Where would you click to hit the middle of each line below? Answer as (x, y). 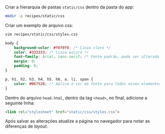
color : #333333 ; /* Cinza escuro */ (52, 52)
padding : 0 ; (26, 66)
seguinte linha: (20, 103)
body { (12, 43)
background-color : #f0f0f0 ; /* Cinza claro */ (62, 48)
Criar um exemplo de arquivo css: (39, 25)
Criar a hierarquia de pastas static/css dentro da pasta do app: (69, 7)
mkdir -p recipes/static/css (35, 16)
